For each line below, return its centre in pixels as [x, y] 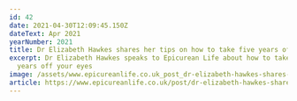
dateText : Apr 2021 [45, 33]
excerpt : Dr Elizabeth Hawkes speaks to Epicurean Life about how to [140, 58]
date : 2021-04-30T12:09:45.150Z [69, 25]
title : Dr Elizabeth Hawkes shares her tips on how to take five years [144, 50]
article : [25, 83]
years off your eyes [55, 67]
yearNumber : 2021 [41, 42]
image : [21, 75]
